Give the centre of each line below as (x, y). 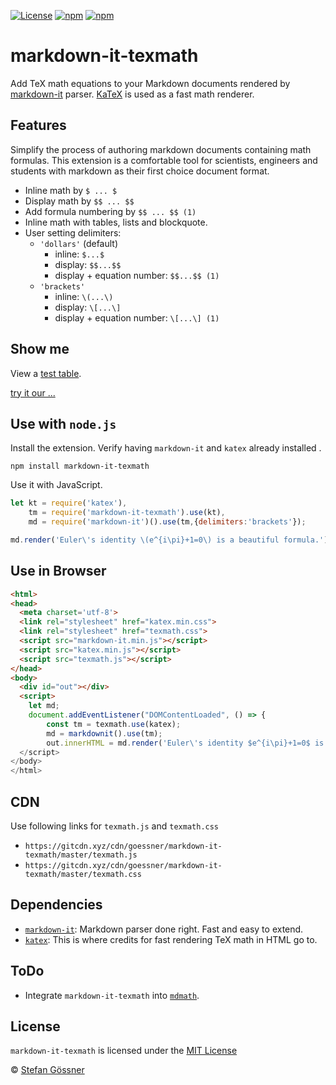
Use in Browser (58, 571)
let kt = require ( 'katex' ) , (69, 503)
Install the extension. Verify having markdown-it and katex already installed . (166, 448)
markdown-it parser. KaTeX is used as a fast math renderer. (132, 94)
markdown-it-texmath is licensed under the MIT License (124, 1051)
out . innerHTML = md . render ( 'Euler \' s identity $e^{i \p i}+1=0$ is (185, 743)
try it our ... (33, 392)
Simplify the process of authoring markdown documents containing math (161, 149)
